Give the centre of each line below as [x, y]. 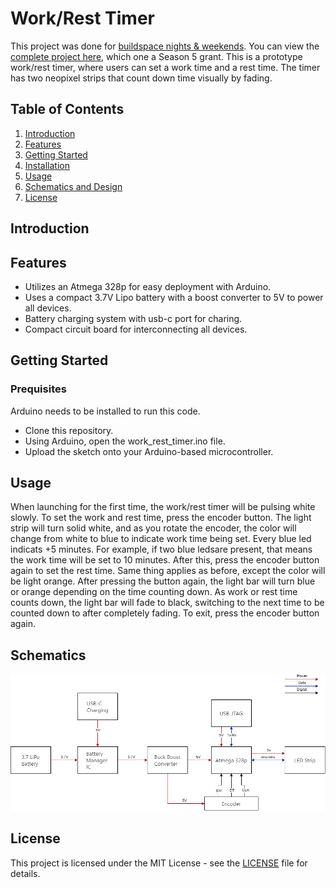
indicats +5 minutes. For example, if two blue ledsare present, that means [161, 549]
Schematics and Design [73, 186]
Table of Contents [67, 109]
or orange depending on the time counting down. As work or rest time [154, 592]
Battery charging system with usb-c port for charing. [133, 318]
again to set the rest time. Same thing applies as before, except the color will [168, 571]
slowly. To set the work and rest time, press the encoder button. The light [161, 518]
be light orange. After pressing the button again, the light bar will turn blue [163, 581]
